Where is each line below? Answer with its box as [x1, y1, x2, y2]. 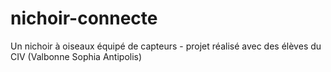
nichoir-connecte [10, 7, 158, 30]
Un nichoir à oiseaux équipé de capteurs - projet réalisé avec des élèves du [10, 40, 322, 52]
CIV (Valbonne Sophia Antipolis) [10, 50, 143, 62]
